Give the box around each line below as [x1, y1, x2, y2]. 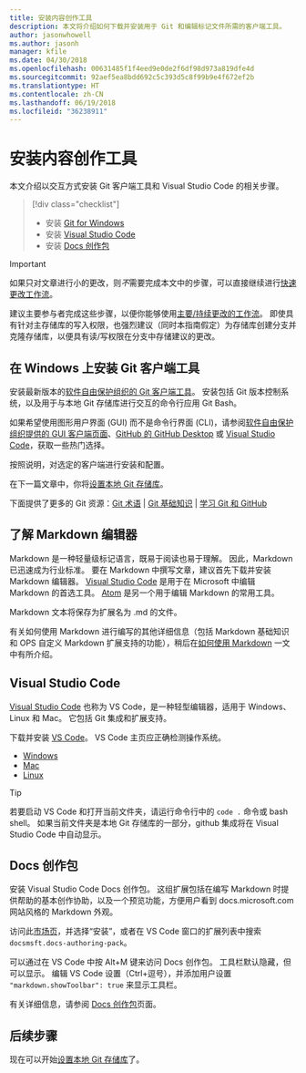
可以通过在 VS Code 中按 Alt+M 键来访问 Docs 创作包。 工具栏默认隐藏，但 [9, 956, 291, 967]
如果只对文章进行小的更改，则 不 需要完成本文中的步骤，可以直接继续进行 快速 [9, 277, 297, 288]
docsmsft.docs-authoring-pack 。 [9, 937, 132, 948]
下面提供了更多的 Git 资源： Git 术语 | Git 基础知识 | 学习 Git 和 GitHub [9, 498, 267, 509]
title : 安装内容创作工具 [9, 13, 93, 23]
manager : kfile [9, 47, 67, 57]
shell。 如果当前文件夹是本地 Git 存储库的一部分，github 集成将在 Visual [9, 817, 280, 828]
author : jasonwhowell [9, 30, 92, 39]
